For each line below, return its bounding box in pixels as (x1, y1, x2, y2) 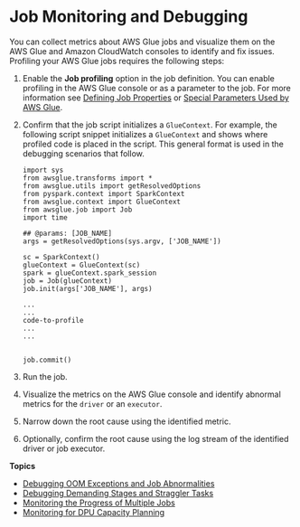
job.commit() (22, 355, 72, 364)
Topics (9, 460, 36, 471)
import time (22, 212, 68, 222)
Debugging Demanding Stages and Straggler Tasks (22, 487, 214, 498)
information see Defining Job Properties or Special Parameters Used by (22, 92, 289, 103)
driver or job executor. (22, 443, 106, 454)
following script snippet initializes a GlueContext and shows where (22, 128, 268, 139)
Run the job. (22, 371, 68, 381)
